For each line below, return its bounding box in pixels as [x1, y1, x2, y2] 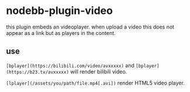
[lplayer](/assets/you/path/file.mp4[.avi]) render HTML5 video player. [6, 79, 185, 86]
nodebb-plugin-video [6, 4, 113, 17]
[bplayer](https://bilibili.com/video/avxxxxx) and [6, 62, 134, 69]
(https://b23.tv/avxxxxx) [6, 69, 69, 75]
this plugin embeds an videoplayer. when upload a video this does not [6, 23, 174, 30]
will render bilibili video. [70, 68, 127, 75]
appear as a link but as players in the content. [6, 29, 116, 36]
